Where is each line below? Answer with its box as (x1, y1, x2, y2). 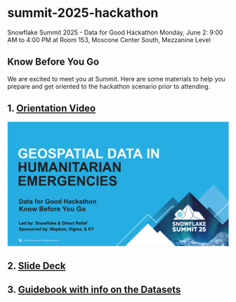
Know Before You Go (7, 56, 100, 68)
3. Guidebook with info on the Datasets (7, 284, 181, 296)
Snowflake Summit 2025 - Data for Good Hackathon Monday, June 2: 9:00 (7, 28, 223, 37)
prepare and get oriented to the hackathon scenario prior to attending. (7, 82, 211, 91)
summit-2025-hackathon (7, 5, 159, 21)
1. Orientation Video (7, 103, 96, 114)
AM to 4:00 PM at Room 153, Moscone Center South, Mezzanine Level (7, 35, 211, 44)
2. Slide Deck (7, 260, 66, 272)
